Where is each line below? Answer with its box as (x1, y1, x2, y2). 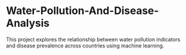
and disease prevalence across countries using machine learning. (6, 42, 165, 49)
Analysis (6, 16, 50, 30)
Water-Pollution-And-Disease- (6, 4, 159, 18)
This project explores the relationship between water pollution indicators (6, 36, 181, 43)
